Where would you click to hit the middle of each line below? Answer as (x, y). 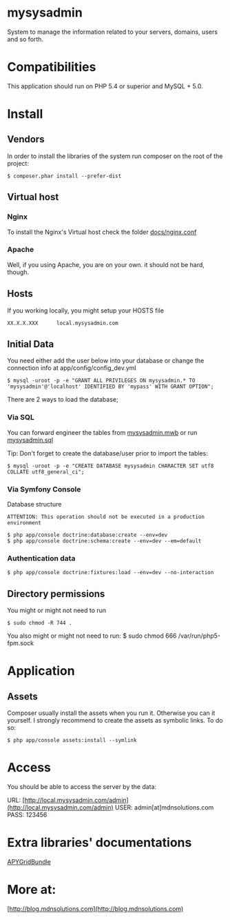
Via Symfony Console (44, 489)
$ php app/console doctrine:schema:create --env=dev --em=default (104, 541)
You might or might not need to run (57, 610)
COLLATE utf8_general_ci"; (46, 472)
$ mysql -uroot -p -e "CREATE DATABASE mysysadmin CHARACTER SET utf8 (111, 466)
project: (18, 163)
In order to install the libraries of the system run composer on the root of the (115, 156)
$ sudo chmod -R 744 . (40, 623)
